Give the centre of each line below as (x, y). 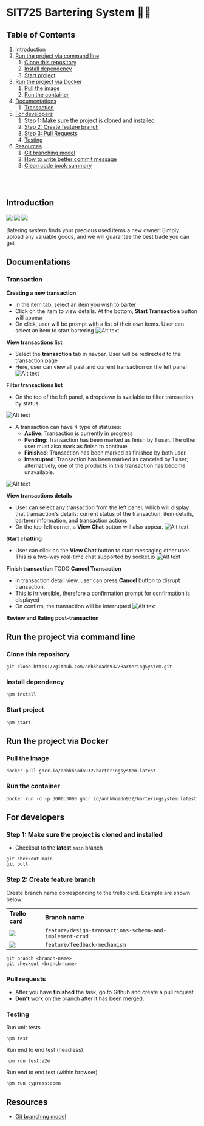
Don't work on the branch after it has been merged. (80, 998)
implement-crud (67, 936)
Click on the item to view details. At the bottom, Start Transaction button (106, 311)
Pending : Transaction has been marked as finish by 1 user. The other (110, 439)
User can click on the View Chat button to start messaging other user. (103, 550)
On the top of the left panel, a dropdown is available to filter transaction (104, 397)
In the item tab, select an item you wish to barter (76, 304)
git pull (17, 864)
